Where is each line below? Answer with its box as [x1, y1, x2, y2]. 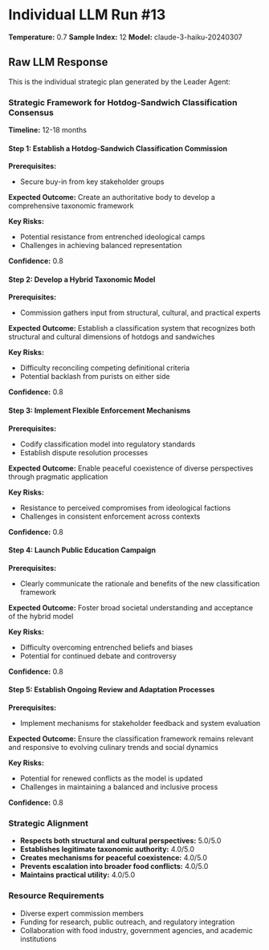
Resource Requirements [8, 890, 104, 901]
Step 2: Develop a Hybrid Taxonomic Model [8, 275, 156, 284]
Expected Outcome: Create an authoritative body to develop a [8, 193, 215, 202]
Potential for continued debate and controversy [19, 650, 177, 660]
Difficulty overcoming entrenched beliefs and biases [19, 642, 194, 652]
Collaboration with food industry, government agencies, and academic [19, 925, 253, 935]
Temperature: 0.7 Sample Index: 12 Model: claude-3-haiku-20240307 [8, 32, 243, 42]
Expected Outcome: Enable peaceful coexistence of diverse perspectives [8, 463, 254, 473]
